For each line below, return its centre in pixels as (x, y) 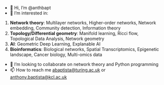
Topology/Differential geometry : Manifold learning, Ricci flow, (74, 33)
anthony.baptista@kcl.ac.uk (38, 77)
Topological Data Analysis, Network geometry (57, 38)
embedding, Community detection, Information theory (65, 28)
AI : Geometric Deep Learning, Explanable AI (55, 44)
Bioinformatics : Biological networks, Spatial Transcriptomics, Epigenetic (84, 49)
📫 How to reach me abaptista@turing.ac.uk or (58, 70)
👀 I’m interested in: (29, 13)
